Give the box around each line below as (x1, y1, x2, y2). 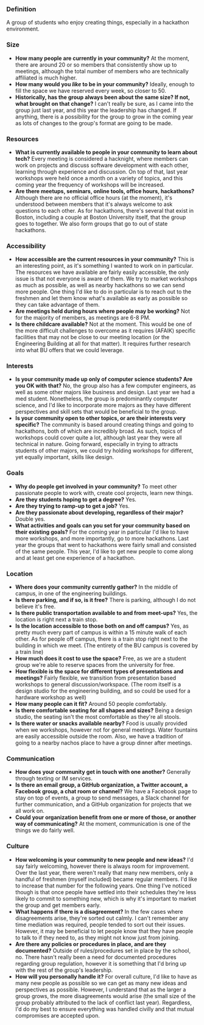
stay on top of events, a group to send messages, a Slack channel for (15, 794, 189, 802)
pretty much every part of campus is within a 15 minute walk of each (15, 629, 187, 636)
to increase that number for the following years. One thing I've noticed (15, 882, 192, 889)
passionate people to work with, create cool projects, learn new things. (15, 489, 194, 496)
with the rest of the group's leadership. (15, 966, 113, 974)
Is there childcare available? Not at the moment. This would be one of (15, 320, 192, 328)
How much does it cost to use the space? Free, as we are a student (15, 655, 187, 662)
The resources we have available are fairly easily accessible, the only (15, 268, 189, 276)
